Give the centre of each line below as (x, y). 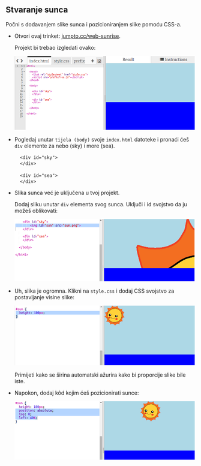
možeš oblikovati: (36, 211)
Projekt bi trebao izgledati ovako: (55, 47)
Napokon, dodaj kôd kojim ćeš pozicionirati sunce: (76, 393)
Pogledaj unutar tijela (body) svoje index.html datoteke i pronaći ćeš (102, 139)
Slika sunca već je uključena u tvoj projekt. (67, 193)
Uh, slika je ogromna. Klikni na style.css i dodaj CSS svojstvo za (94, 291)
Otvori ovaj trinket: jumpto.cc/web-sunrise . (67, 36)
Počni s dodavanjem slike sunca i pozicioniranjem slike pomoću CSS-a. (94, 24)
